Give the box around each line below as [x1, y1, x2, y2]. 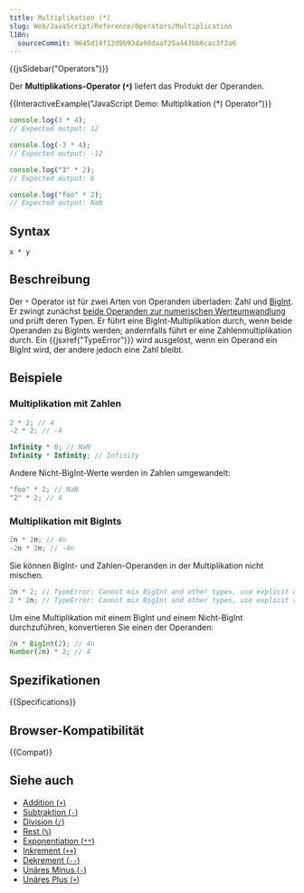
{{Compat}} [9, 746, 52, 757]
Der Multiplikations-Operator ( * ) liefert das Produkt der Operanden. [9, 81, 265, 91]
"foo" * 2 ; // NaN [9, 485, 79, 494]
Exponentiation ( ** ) [22, 835, 95, 846]
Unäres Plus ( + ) [22, 874, 81, 885]
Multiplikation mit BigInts [9, 515, 122, 527]
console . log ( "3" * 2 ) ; [9, 165, 95, 175]
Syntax [9, 223, 51, 239]
